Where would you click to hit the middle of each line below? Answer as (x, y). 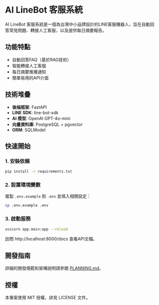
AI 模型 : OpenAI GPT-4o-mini (41, 118)
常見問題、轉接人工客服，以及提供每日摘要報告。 (58, 30)
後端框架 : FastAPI (29, 107)
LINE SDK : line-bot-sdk (35, 112)
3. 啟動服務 (18, 219)
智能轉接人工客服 (29, 65)
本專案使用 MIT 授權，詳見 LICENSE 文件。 (48, 298)
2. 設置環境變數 (23, 185)
